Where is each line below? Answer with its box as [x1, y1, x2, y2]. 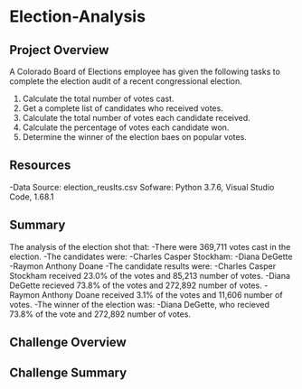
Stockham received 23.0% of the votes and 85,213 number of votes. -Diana [9, 270, 291, 281]
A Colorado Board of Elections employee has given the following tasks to [9, 66, 280, 77]
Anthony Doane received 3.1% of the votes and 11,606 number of [42, 289, 283, 300]
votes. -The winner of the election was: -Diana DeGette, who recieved [9, 299, 269, 310]
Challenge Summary [9, 366, 127, 381]
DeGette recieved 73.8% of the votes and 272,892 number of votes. [9, 280, 262, 291]
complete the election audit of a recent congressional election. [9, 76, 242, 87]
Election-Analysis [9, 6, 146, 27]
